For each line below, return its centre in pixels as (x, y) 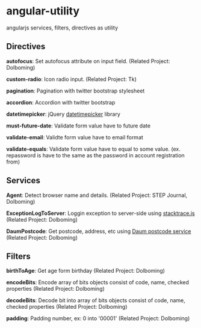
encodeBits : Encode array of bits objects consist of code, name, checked (98, 282)
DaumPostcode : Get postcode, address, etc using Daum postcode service (99, 231)
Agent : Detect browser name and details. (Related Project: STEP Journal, (97, 195)
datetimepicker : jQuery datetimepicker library (63, 114)
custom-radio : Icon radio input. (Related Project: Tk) (72, 79)
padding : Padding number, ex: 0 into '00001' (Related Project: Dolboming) (98, 318)
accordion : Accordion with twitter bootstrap (61, 102)
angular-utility (43, 11)
